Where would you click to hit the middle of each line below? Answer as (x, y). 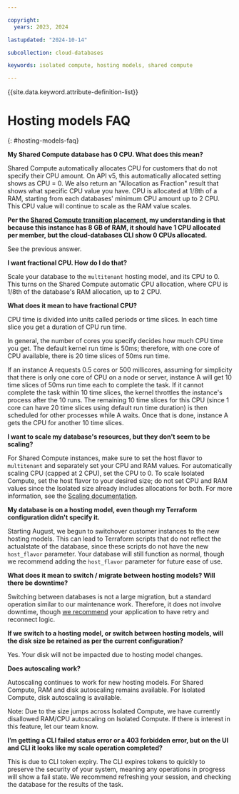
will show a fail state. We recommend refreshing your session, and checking (119, 777)
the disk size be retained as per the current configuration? (95, 641)
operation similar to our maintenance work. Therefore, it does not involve (115, 604)
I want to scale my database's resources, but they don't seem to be (109, 437)
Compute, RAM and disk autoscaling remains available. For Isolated (106, 690)
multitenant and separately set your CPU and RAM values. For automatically (120, 466)
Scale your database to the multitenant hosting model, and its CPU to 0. (113, 277)
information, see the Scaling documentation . (72, 496)
